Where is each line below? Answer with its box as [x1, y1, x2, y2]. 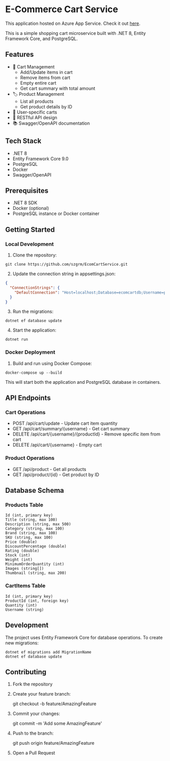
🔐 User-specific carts [12, 109, 57, 115]
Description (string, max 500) [5, 522, 71, 527]
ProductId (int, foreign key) [5, 598, 69, 603]
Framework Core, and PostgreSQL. [5, 35, 78, 42]
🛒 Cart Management [12, 63, 55, 69]
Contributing [5, 668, 47, 676]
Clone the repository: [12, 252, 57, 258]
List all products [20, 98, 54, 104]
